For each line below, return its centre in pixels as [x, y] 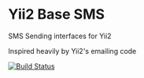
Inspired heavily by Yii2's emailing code [72, 51]
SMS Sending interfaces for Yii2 [60, 36]
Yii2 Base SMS [56, 14]
